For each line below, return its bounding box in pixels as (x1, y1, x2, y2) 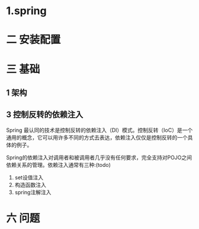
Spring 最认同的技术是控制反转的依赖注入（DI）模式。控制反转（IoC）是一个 (6, 126, 193, 134)
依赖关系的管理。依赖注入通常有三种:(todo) (6, 161, 111, 168)
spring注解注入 (14, 188, 52, 196)
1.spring (6, 4, 47, 18)
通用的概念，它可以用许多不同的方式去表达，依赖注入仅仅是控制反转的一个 (6, 134, 188, 141)
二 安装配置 (6, 33, 61, 47)
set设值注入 (14, 173, 43, 181)
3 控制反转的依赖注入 (6, 109, 84, 120)
